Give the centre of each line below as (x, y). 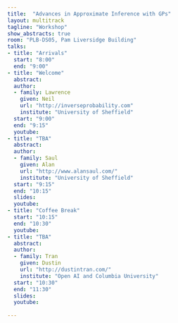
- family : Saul (36, 158)
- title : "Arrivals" (38, 54)
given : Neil (37, 99)
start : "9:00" (34, 118)
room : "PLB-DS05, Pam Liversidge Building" (72, 40)
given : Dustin (40, 263)
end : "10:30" (33, 224)
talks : (17, 47)
